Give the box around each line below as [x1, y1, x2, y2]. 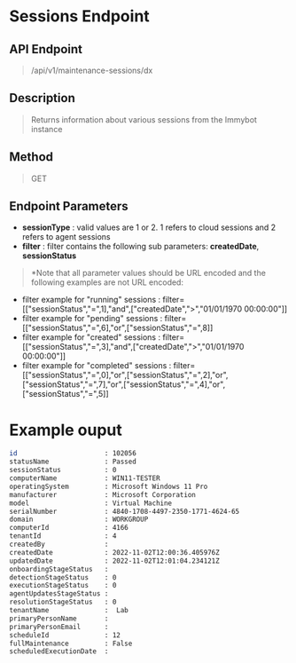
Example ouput [9, 420, 122, 440]
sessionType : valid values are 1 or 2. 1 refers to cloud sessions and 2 [21, 222, 277, 233]
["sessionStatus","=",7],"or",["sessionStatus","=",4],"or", [21, 379, 226, 390]
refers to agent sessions [21, 232, 111, 242]
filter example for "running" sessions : [21, 295, 161, 305]
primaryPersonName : [9, 614, 109, 623]
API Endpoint [9, 42, 82, 57]
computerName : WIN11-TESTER [9, 474, 161, 483]
